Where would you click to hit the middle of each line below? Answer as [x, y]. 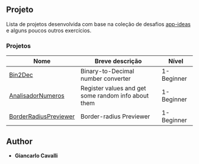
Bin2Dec [21, 75]
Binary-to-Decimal [107, 71]
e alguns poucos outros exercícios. [49, 30]
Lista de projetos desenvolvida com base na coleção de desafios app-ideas [98, 24]
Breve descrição [118, 61]
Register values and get [113, 89]
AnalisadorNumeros [37, 96]
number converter [106, 78]
